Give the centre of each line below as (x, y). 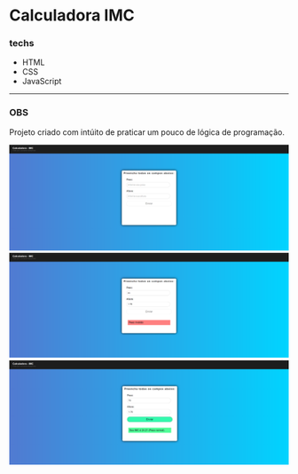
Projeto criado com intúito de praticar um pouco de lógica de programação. (147, 132)
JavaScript (42, 82)
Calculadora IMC (72, 16)
